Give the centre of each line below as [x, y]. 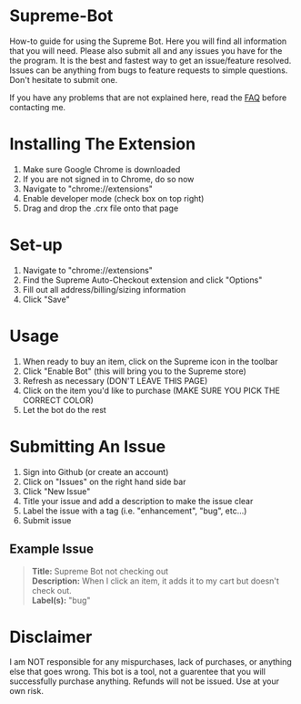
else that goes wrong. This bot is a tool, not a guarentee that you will [138, 672]
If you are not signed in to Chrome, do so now [108, 179]
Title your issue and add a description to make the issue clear [138, 501]
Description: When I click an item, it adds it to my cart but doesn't [156, 581]
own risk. [26, 691]
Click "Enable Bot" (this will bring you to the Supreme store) [135, 371]
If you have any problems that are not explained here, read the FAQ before [148, 98]
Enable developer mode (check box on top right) [113, 198]
